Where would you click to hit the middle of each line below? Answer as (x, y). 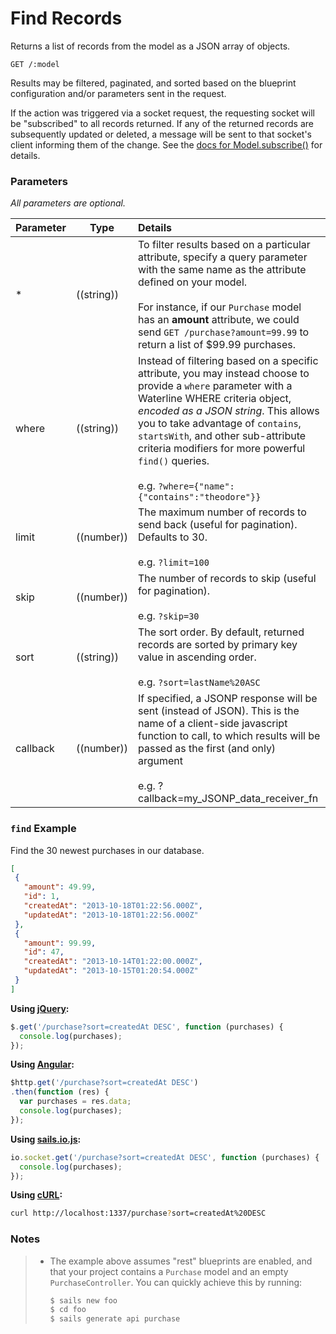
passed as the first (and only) (207, 749)
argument (161, 761)
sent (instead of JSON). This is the (219, 711)
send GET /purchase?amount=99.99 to (224, 332)
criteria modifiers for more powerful (222, 449)
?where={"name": (196, 486)
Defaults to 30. (173, 537)
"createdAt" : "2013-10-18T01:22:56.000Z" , (113, 906)
